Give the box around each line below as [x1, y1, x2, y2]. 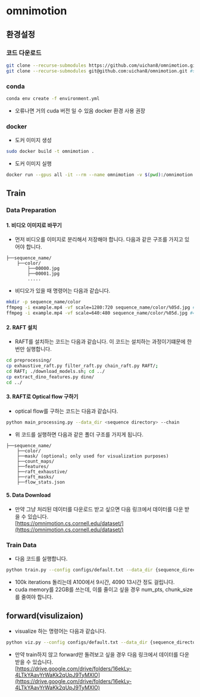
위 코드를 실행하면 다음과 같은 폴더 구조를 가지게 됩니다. [14, 431, 144, 438]
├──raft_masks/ [17, 474, 55, 480]
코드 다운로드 [6, 49, 42, 57]
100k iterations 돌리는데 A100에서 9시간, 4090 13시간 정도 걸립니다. [14, 579, 175, 586]
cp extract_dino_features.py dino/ [6, 373, 95, 380]
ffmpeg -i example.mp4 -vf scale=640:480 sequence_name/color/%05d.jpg [6, 310, 187, 316]
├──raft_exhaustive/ [17, 469, 68, 475]
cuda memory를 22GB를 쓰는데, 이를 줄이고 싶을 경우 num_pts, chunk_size [14, 586, 193, 593]
